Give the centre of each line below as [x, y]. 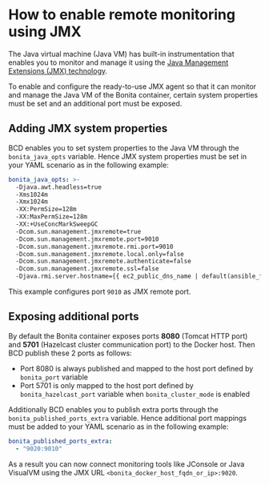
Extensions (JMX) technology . [58, 70]
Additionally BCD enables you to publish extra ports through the [113, 409]
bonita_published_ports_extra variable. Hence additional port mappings [127, 418]
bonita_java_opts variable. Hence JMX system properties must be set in [127, 156]
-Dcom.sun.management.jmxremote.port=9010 [87, 239]
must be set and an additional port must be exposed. [95, 103]
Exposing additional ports [74, 317]
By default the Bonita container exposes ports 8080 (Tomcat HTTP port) [128, 336]
